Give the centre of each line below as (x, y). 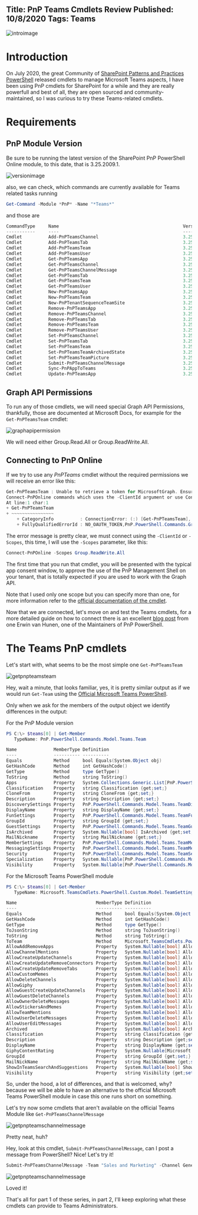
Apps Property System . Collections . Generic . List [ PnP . (92, 783)
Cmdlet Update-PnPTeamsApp (51, 374)
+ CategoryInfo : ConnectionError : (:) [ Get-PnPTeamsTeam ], (104, 519)
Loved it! (17, 1188)
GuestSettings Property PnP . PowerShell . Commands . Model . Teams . (92, 826)
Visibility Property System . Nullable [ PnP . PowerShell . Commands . (97, 865)
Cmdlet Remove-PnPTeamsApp (51, 308)
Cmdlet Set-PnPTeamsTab (47, 341)
